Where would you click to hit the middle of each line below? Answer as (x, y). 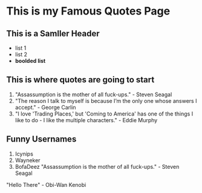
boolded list (30, 61)
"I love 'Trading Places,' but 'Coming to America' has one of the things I (104, 114)
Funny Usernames (41, 139)
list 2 (21, 54)
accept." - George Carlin (46, 107)
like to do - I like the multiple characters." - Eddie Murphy (86, 120)
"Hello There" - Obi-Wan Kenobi (46, 185)
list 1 (21, 48)
